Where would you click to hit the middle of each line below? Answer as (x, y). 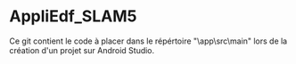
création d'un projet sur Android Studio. (82, 50)
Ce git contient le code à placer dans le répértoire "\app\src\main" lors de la (148, 41)
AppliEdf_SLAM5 (73, 16)
